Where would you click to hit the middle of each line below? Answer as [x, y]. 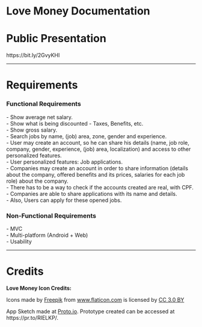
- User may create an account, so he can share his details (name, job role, [98, 142]
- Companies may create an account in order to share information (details [97, 168]
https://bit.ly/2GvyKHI [33, 55]
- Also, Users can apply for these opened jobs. [64, 200]
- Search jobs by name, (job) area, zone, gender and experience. [87, 136]
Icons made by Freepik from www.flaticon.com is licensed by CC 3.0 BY [95, 299]
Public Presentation [56, 39]
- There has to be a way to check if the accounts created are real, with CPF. [100, 187]
